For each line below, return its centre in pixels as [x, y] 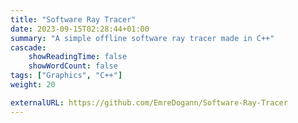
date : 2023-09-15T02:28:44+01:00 [80, 29]
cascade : [28, 47]
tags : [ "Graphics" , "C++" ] [66, 76]
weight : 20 [33, 85]
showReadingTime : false [78, 57]
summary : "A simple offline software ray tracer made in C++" [142, 38]
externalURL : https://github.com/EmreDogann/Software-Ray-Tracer [149, 102]
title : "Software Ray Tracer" [73, 19]
